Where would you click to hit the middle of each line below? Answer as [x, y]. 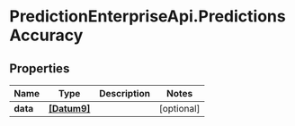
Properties [40, 68]
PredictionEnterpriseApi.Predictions [147, 17]
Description [125, 93]
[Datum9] [69, 109]
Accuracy [46, 35]
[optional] [179, 109]
